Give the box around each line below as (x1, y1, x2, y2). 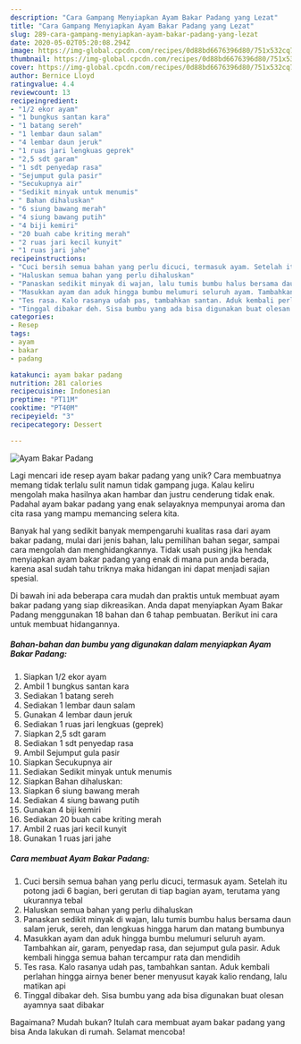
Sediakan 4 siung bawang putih (22, 794, 140, 805)
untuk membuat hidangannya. (10, 618, 120, 629)
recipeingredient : (10, 96, 79, 106)
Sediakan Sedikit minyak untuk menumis (22, 766, 172, 777)
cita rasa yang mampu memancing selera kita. (10, 507, 180, 519)
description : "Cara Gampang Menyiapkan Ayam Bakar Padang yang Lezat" (10, 13, 279, 22)
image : (10, 47, 35, 55)
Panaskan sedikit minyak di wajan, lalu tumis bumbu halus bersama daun (22, 913, 291, 924)
